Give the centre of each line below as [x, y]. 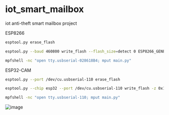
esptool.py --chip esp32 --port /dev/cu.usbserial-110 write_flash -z [81, 89]
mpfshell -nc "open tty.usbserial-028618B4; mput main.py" [68, 61]
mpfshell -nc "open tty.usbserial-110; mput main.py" [63, 98]
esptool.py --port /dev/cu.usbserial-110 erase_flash [63, 79]
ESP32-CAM [18, 70]
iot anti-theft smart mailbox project [41, 23]
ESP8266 [15, 33]
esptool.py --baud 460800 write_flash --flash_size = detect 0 [71, 51]
